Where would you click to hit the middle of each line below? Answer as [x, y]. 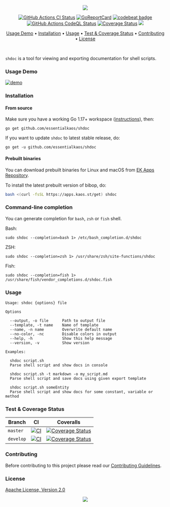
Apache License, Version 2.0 [35, 489]
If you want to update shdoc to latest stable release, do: [63, 138]
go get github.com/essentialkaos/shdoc [47, 129]
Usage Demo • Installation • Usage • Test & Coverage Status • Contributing [85, 33]
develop [17, 439]
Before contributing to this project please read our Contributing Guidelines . [83, 465]
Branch [17, 422]
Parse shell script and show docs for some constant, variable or [81, 392]
